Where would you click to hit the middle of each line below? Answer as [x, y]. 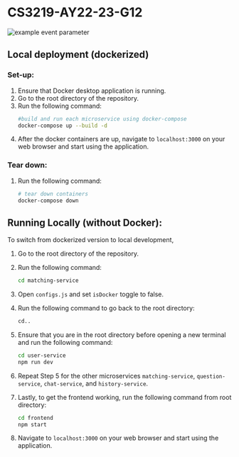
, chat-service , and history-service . [94, 383]
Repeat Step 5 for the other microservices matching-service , [106, 376]
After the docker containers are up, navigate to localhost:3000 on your [121, 139]
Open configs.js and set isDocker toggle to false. [90, 294]
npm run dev [35, 362]
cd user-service [42, 355]
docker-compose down [48, 201]
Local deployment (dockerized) [78, 55]
